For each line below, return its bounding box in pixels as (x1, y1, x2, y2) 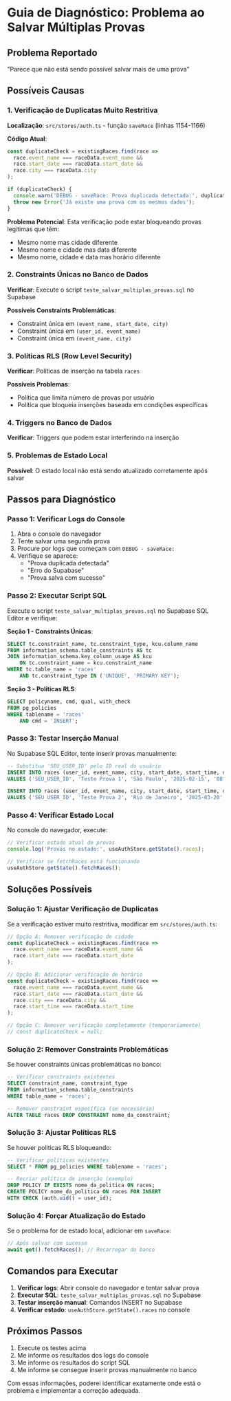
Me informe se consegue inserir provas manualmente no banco (16, 1365, 197, 1373)
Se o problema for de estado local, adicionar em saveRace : (7, 1226, 172, 1235)
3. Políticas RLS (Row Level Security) (7, 351, 133, 360)
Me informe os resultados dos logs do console (16, 1351, 149, 1359)
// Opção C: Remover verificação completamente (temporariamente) (7, 1022, 201, 1029)
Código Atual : (7, 134, 47, 142)
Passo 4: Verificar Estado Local (7, 810, 114, 820)
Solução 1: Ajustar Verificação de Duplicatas (7, 904, 159, 914)
